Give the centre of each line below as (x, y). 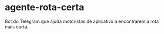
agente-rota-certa (45, 7)
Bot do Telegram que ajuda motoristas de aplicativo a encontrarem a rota (82, 21)
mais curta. (17, 26)
